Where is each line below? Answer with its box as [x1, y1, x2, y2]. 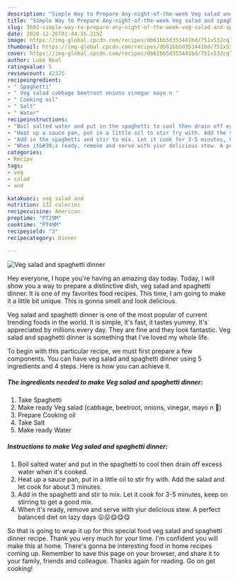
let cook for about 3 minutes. [17, 483, 103, 491]
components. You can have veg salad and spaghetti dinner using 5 [7, 354, 202, 363]
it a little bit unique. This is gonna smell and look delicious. [7, 296, 177, 305]
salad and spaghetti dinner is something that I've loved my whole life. [7, 333, 209, 341]
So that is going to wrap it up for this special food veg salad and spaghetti [7, 527, 223, 535]
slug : [7, 23, 23, 31]
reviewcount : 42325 [7, 70, 65, 77]
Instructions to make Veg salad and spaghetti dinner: [7, 442, 168, 451]
